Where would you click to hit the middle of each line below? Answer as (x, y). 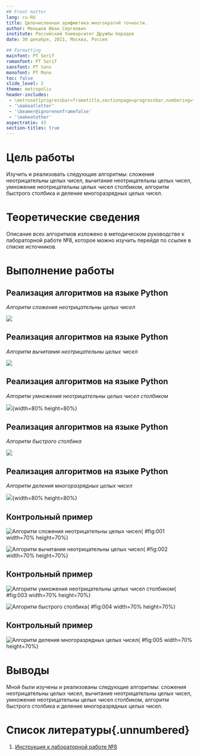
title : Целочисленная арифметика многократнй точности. (77, 23)
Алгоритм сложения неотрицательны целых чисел (71, 307)
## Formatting (24, 50)
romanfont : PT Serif (32, 61)
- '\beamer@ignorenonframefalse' (50, 111)
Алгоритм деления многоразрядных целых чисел (69, 486)
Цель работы (40, 157)
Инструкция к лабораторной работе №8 (66, 746)
